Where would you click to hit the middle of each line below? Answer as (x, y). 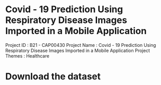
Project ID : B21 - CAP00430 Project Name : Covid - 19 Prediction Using (81, 45)
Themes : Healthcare (27, 56)
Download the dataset (53, 77)
